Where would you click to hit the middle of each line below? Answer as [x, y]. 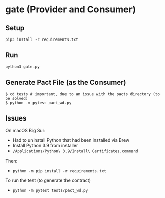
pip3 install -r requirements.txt [42, 39]
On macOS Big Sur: [25, 131]
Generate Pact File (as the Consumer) [66, 82]
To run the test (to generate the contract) [48, 180]
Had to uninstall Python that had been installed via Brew [71, 140]
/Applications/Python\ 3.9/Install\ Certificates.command [75, 151]
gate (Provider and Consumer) [71, 9]
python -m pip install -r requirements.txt [59, 171]
